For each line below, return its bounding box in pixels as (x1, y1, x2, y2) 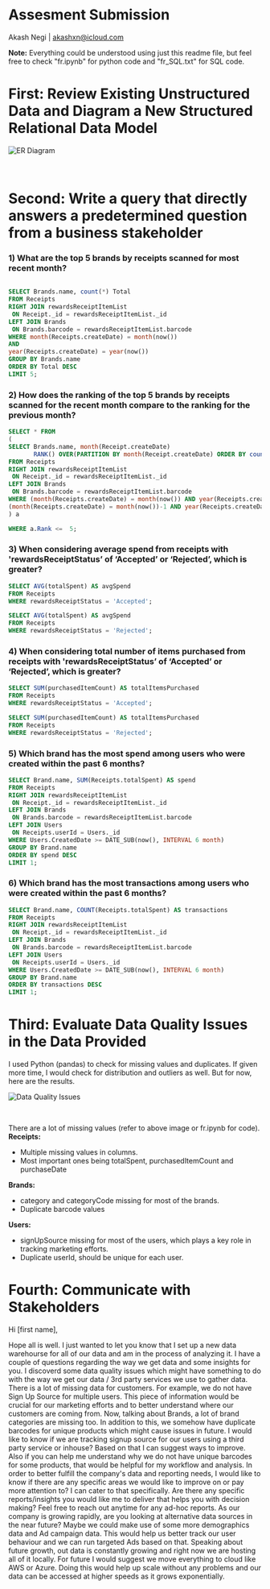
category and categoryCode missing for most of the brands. (19, 1196, 219, 1205)
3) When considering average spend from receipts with (8, 544, 229, 555)
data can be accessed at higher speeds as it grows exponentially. (8, 1571, 225, 1581)
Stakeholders (8, 1298, 100, 1317)
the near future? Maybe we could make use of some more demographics (8, 1521, 250, 1530)
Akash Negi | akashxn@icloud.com (8, 32, 125, 42)
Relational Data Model (8, 119, 158, 138)
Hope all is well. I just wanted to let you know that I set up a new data (8, 1340, 237, 1350)
